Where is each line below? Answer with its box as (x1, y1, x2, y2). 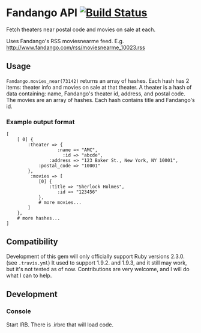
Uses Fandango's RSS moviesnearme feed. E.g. (6, 37, 124, 44)
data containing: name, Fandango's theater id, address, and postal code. (6, 90, 186, 97)
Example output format (6, 118, 75, 126)
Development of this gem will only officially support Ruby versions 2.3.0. (6, 253, 185, 260)
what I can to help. (6, 272, 52, 279)
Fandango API (6, 6, 78, 20)
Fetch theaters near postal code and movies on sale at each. (6, 26, 156, 33)
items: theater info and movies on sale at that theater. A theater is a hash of (6, 83, 192, 91)
